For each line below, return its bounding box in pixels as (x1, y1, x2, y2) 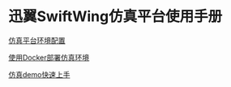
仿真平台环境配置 (8, 35, 66, 45)
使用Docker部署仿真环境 (8, 52, 90, 62)
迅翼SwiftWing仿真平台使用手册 (8, 7, 223, 26)
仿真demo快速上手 (8, 69, 71, 79)
